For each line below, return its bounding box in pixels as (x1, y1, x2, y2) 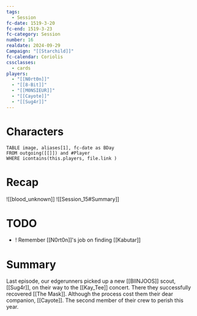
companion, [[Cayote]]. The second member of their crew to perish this (6, 297, 184, 304)
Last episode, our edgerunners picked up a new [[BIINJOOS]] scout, (6, 277, 176, 285)
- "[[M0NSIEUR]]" (11, 88, 55, 94)
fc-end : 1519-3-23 (6, 25, 52, 32)
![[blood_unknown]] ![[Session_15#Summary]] (6, 195, 119, 202)
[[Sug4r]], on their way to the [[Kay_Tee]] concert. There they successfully (6, 284, 192, 291)
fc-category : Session (6, 31, 61, 37)
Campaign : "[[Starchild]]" (6, 48, 74, 54)
